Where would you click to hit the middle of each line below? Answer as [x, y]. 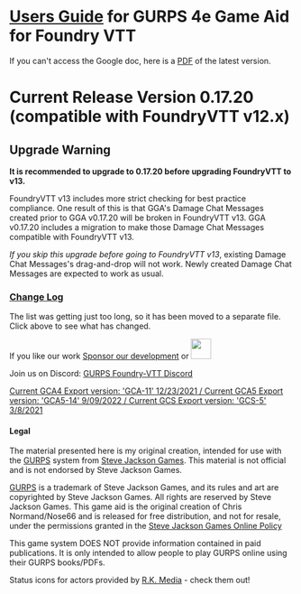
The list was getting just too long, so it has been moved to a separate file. [145, 317]
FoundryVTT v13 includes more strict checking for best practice [128, 198]
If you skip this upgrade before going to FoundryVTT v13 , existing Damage [148, 254]
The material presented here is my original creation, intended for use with [146, 451]
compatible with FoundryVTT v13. [72, 237]
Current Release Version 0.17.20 [132, 97]
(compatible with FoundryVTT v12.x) [150, 117]
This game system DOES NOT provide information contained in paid [135, 543]
